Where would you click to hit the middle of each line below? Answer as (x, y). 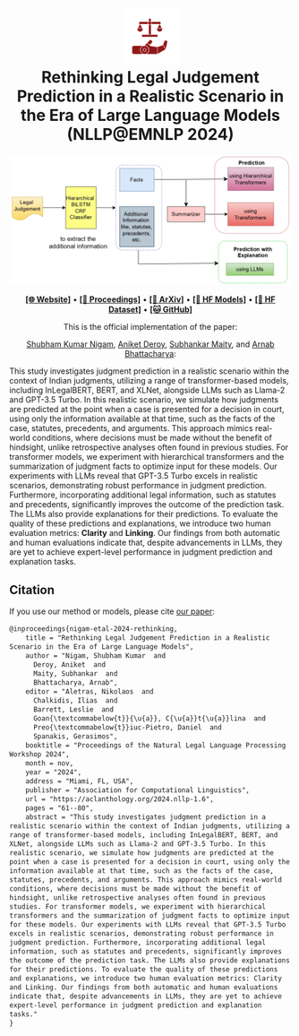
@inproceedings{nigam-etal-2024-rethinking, (94, 629)
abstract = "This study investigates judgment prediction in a (146, 817)
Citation (32, 590)
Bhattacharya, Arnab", (75, 683)
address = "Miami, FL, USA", (80, 781)
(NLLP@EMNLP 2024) (150, 135)
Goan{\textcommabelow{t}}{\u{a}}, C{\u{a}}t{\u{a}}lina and (149, 719)
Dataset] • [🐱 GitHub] (150, 310)
